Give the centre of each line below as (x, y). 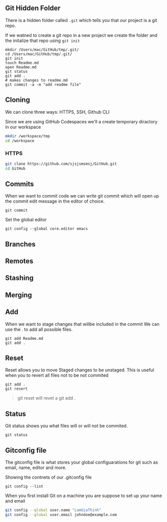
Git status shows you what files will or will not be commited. (67, 426)
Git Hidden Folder (33, 8)
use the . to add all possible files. (39, 329)
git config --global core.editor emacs (47, 229)
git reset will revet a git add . (46, 398)
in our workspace (23, 127)
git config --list (24, 487)
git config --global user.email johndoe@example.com (61, 515)
